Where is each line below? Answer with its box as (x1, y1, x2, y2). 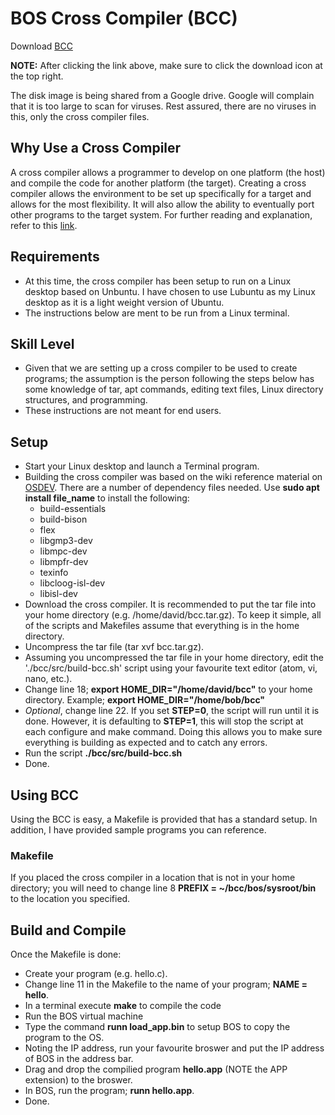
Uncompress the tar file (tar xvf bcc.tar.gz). (24, 641, 205, 653)
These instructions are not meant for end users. (24, 405, 222, 417)
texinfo (39, 567, 69, 579)
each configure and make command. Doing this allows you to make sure (24, 726, 323, 738)
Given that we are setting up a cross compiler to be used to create (24, 362, 298, 374)
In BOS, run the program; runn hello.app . (24, 1085, 195, 1097)
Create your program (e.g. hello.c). (24, 968, 168, 980)
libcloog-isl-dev (39, 577, 106, 589)
